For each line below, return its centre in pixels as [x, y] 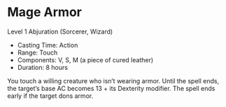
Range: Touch [37, 52]
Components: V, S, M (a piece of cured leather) [85, 59]
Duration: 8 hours [43, 67]
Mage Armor [44, 12]
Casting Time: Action [48, 45]
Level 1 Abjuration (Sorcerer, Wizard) [60, 31]
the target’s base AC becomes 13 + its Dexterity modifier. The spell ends [111, 88]
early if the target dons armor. [50, 96]
